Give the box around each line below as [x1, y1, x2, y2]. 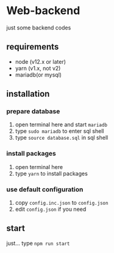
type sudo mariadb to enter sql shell [15, 127, 104, 135]
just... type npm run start [6, 240, 70, 247]
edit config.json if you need [15, 206, 87, 213]
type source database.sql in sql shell [15, 134, 109, 142]
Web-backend [6, 4, 80, 18]
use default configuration [6, 185, 84, 194]
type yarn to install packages [15, 170, 88, 177]
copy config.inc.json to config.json [15, 199, 109, 206]
